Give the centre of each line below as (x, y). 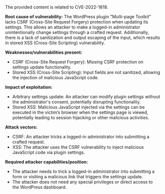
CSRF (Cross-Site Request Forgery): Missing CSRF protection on (78, 62)
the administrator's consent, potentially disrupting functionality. (76, 102)
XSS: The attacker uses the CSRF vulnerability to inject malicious (78, 147)
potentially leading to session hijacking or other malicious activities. (81, 117)
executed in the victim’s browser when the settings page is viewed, (80, 112)
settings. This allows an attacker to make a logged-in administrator (73, 27)
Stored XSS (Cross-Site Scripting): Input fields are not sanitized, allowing (86, 72)
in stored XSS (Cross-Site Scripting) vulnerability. (55, 43)
